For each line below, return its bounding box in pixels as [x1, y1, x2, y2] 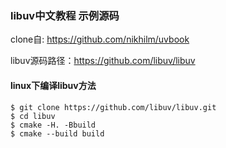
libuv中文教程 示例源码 [10, 8, 120, 22]
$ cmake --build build [10, 128, 105, 139]
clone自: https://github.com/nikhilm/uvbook [10, 33, 190, 46]
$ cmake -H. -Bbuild [10, 120, 97, 130]
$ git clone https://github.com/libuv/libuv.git [10, 102, 217, 112]
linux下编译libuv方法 [10, 79, 97, 91]
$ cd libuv [10, 111, 56, 121]
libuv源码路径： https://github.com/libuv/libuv [10, 55, 196, 67]
